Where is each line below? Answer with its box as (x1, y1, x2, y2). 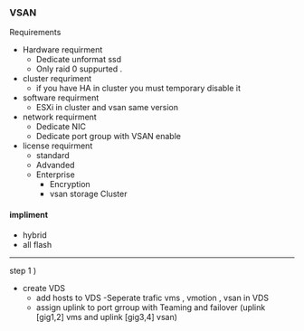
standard (35, 150, 70, 161)
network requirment (22, 111, 97, 123)
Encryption (49, 179, 90, 190)
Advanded (35, 160, 75, 171)
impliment (9, 209, 48, 220)
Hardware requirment (22, 44, 103, 55)
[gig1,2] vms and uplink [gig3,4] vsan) (35, 311, 178, 322)
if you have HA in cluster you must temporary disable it (35, 83, 242, 94)
